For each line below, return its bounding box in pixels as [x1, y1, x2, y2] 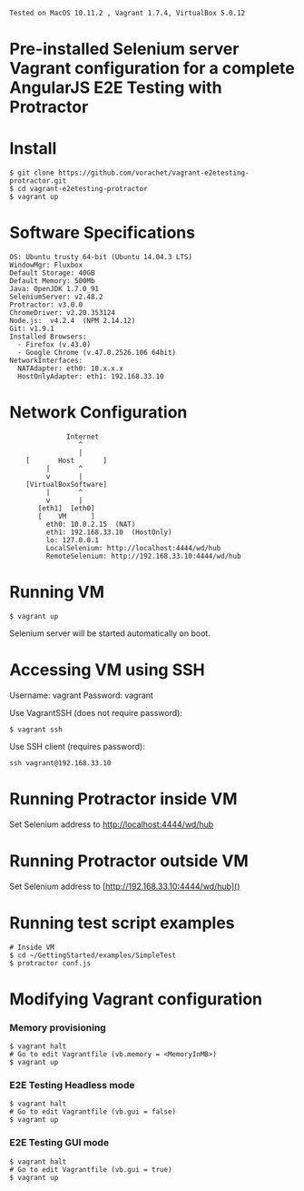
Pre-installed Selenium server [9, 39, 240, 59]
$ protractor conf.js [9, 958, 92, 968]
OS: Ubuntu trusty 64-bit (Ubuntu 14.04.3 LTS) [9, 253, 193, 262]
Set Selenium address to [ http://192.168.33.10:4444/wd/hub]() [9, 881, 240, 892]
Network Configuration [9, 402, 188, 423]
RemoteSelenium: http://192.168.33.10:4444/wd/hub [45, 551, 242, 560]
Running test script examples [9, 913, 235, 933]
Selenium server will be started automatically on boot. [9, 628, 211, 639]
